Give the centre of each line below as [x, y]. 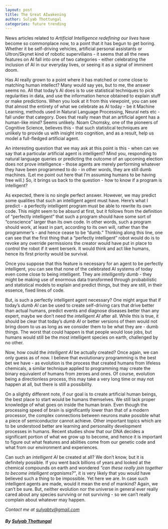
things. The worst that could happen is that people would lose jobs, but [78, 332]
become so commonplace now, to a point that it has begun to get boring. [80, 44]
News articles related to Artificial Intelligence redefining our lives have [77, 38]
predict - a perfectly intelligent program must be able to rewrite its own [78, 206]
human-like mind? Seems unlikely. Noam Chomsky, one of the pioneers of [81, 122]
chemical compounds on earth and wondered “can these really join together [84, 468]
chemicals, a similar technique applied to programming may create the [78, 368]
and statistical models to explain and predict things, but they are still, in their [84, 285]
